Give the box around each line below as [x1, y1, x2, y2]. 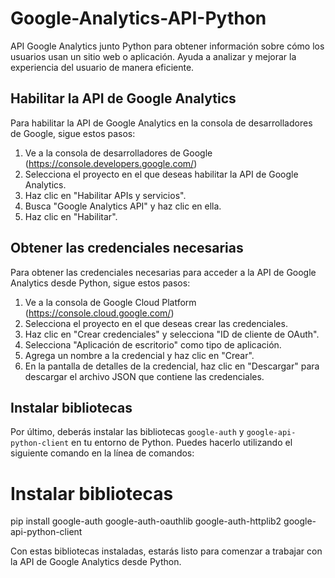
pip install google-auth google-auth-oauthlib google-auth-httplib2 [10, 515, 282, 527]
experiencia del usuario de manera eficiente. [10, 61, 195, 73]
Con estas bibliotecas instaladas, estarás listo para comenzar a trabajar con [10, 545, 323, 557]
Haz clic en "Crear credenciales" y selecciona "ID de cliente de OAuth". [24, 328, 320, 340]
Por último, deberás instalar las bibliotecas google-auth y [10, 426, 245, 438]
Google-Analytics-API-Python [10, 7, 267, 30]
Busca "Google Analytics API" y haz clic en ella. [24, 200, 222, 212]
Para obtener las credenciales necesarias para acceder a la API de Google [10, 266, 317, 278]
